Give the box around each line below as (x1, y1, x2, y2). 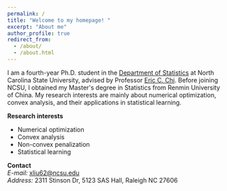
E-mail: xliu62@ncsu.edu (7, 169, 80, 177)
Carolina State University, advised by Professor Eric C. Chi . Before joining (7, 76, 219, 84)
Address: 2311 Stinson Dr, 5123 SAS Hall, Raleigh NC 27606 (7, 176, 178, 184)
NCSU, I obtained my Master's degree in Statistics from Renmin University (7, 83, 221, 92)
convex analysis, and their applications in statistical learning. (7, 98, 182, 106)
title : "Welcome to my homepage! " (7, 17, 111, 24)
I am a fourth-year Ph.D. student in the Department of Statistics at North (7, 68, 214, 77)
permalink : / (7, 10, 45, 17)
